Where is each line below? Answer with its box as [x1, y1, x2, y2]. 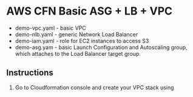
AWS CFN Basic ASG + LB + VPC [6, 4, 173, 18]
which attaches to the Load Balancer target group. [15, 50, 141, 57]
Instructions [6, 68, 53, 78]
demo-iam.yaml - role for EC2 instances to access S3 [15, 37, 149, 44]
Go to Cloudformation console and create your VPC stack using [15, 84, 174, 91]
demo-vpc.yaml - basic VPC [15, 24, 86, 32]
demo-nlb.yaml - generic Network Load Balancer [15, 30, 138, 38]
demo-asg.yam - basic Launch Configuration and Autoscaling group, [15, 44, 188, 51]
